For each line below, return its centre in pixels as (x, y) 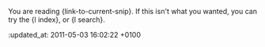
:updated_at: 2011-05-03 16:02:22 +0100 (74, 35)
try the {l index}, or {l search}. (57, 20)
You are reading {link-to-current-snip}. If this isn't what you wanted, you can (132, 11)
